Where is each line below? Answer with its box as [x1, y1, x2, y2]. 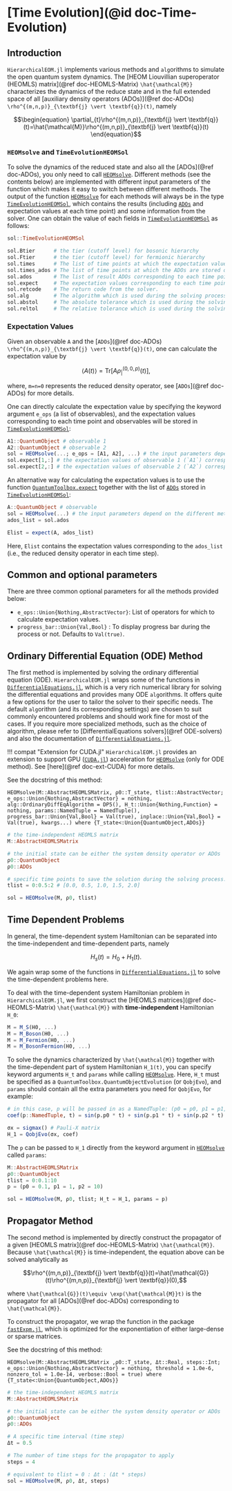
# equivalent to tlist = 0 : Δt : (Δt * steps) [7, 1471, 147, 1478]
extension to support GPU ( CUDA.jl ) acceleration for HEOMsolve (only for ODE [7, 755, 224, 764]
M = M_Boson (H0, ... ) [7, 1030, 70, 1037]
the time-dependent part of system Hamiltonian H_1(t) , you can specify [7, 1063, 212, 1071]
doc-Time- [134, 5, 197, 21]
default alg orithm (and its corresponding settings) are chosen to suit [7, 705, 202, 713]
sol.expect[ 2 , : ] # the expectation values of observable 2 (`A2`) [7, 463, 202, 470]
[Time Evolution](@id [7, 5, 133, 21]
